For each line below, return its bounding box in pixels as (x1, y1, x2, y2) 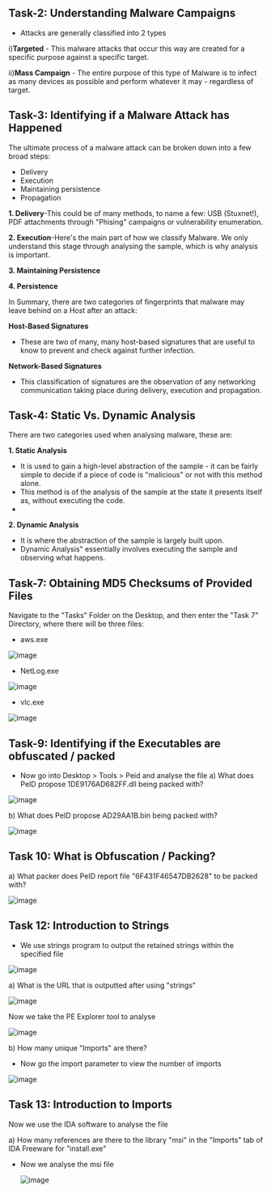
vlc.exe (19, 697, 44, 707)
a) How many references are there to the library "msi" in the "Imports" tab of (8, 1135, 264, 1144)
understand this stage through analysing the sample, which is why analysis (8, 241, 259, 251)
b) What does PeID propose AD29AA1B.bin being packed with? (8, 810, 218, 820)
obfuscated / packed (8, 749, 116, 763)
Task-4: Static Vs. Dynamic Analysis (8, 408, 196, 423)
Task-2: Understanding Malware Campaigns (8, 6, 236, 20)
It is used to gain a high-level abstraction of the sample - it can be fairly (19, 461, 259, 472)
